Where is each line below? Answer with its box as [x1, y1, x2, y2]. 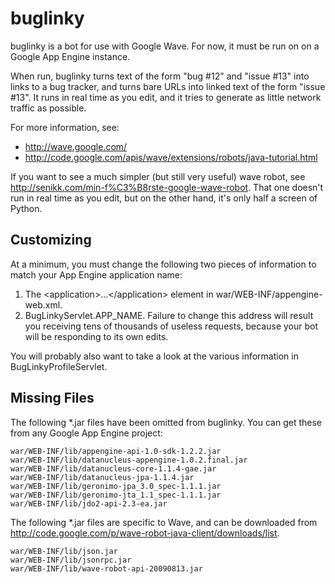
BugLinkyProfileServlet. [10, 360, 108, 372]
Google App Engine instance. [10, 50, 131, 62]
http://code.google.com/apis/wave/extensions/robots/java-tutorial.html [24, 151, 318, 163]
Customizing [10, 232, 92, 249]
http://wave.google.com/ [24, 140, 128, 152]
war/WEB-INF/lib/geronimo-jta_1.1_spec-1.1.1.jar [10, 490, 222, 500]
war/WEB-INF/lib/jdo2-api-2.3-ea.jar [10, 498, 168, 509]
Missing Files [10, 390, 95, 407]
